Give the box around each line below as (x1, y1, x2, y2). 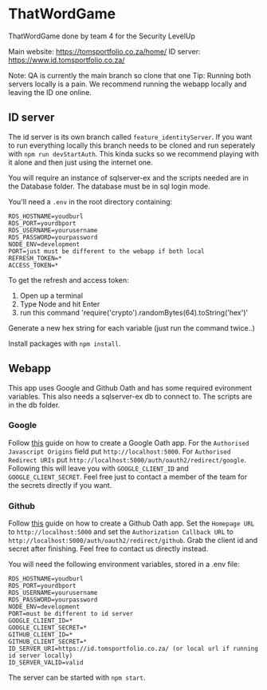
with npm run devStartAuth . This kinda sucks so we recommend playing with (8, 149, 259, 158)
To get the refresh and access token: (8, 275, 129, 284)
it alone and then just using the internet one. (8, 157, 153, 167)
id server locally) (8, 652, 73, 660)
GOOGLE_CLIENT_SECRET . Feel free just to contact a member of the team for (8, 472, 248, 482)
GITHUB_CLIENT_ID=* (8, 631, 73, 639)
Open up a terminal (19, 291, 84, 300)
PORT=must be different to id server (8, 610, 134, 618)
